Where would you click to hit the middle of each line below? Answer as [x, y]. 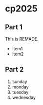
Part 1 [14, 27]
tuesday [20, 92]
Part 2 [14, 69]
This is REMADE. [22, 39]
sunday [20, 81]
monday [20, 87]
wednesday [24, 97]
